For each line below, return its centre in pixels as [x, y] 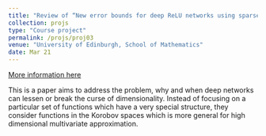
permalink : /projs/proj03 [51, 38]
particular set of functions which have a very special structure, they [118, 107]
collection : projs [38, 23]
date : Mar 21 [30, 52]
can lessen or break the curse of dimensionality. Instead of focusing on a [127, 98]
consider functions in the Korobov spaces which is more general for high [127, 115]
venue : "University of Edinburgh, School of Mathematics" [106, 45]
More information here [45, 75]
